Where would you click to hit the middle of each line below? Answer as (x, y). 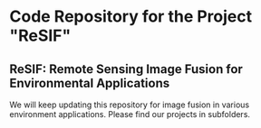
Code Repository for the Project (130, 17)
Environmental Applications (90, 83)
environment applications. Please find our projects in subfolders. (130, 114)
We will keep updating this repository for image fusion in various (130, 105)
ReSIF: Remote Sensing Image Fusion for (126, 69)
